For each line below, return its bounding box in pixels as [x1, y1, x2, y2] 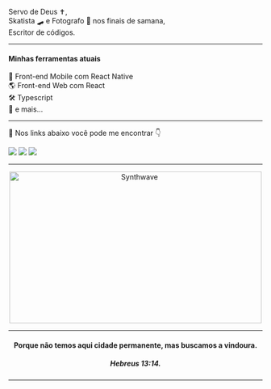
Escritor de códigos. [8, 27, 76, 37]
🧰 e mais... [8, 104, 44, 114]
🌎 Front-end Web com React [8, 81, 106, 91]
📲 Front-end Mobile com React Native [8, 72, 134, 82]
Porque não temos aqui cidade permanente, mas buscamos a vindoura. [13, 340, 258, 350]
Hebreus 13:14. [110, 359, 161, 369]
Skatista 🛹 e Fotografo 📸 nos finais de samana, [8, 16, 165, 25]
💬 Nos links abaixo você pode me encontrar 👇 [8, 129, 161, 138]
